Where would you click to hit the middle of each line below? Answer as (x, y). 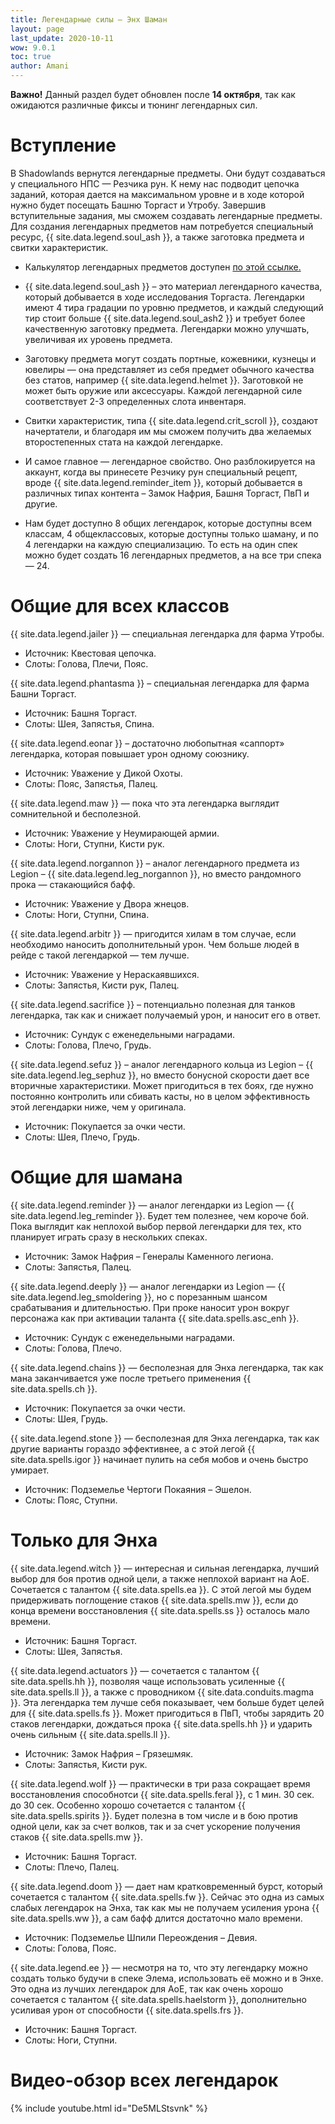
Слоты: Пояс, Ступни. (71, 1500)
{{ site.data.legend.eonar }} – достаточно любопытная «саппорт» (147, 743)
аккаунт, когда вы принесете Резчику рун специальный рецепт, (161, 472)
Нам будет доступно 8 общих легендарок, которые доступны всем (168, 523)
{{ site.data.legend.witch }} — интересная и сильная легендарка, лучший (165, 1568)
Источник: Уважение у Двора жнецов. (107, 903)
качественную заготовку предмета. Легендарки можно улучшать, (167, 328)
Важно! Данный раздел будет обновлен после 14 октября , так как (153, 94)
